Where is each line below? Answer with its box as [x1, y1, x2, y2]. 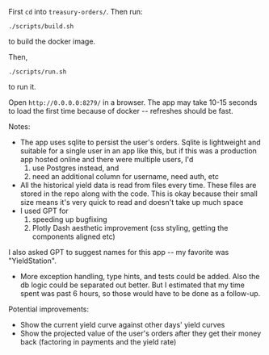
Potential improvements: [8, 304, 90, 314]
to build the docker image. [8, 36, 95, 46]
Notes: [8, 122, 31, 132]
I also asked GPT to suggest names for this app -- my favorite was [8, 248, 229, 257]
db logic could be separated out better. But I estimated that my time [19, 280, 245, 290]
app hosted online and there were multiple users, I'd [19, 155, 194, 164]
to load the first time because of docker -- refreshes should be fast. [8, 106, 234, 115]
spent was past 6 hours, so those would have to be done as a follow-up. [19, 289, 261, 298]
